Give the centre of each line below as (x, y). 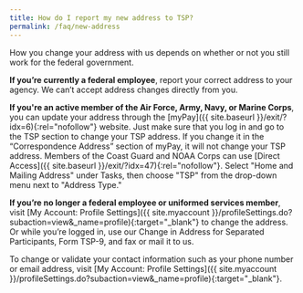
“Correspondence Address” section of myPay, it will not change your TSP (147, 146)
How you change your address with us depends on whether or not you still (150, 52)
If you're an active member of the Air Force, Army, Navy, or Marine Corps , (152, 107)
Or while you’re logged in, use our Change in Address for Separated (137, 231)
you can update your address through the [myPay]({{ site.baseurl (132, 117)
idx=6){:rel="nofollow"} (53, 126)
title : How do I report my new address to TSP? (102, 18)
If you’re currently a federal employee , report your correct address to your (151, 79)
